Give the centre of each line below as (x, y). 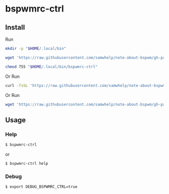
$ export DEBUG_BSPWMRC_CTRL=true (41, 187)
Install (15, 27)
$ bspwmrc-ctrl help (27, 163)
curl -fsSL (17, 85)
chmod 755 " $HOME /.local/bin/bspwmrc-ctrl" (52, 67)
